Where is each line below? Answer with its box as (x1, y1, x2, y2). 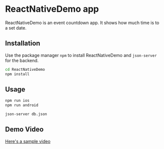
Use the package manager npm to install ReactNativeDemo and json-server (5, 52, 157, 58)
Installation (5, 39, 40, 48)
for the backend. (5, 58, 39, 63)
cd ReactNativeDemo (5, 67, 45, 72)
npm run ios (5, 98, 30, 103)
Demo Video (5, 125, 44, 134)
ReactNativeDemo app (5, 3, 99, 15)
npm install (5, 71, 30, 77)
